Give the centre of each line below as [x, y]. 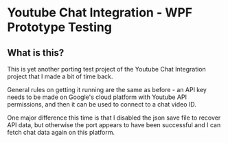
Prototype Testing [59, 27]
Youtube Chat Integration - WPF [100, 13]
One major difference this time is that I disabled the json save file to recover [114, 118]
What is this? [36, 53]
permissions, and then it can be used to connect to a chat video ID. [102, 104]
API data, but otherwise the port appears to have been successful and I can [114, 125]
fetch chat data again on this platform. [61, 132]
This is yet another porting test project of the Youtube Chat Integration [106, 69]
